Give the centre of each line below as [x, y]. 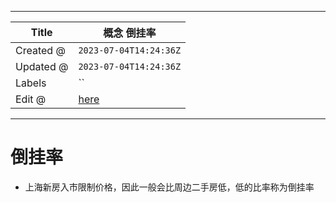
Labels [31, 83]
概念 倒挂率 [130, 33]
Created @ [40, 50]
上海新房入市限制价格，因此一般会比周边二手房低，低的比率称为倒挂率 [169, 187]
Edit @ [31, 99]
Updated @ [42, 66]
